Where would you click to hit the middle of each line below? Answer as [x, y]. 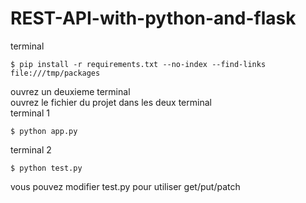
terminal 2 [31, 149]
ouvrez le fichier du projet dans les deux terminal [111, 102]
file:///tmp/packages [55, 73]
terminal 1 [30, 113]
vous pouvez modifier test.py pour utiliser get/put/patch [125, 186]
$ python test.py [46, 168]
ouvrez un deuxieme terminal [70, 91]
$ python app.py [44, 131]
